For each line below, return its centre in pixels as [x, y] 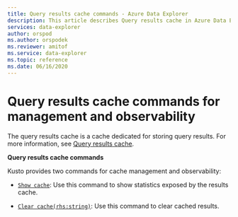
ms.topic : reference [38, 60]
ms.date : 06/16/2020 [38, 66]
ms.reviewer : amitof [38, 47]
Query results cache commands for [114, 101]
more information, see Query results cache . [71, 143]
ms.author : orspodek [38, 40]
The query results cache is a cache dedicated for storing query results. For [117, 136]
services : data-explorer [44, 27]
